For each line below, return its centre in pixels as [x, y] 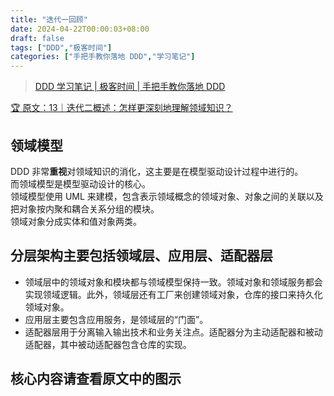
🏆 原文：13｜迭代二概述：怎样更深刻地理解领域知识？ [121, 108]
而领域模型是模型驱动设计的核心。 [80, 183]
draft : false [37, 38]
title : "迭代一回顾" [49, 19]
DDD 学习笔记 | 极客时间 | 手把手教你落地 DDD [130, 87]
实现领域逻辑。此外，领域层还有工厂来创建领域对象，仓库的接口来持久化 [173, 294]
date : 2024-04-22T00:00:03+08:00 [80, 29]
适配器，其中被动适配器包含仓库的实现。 [108, 344]
